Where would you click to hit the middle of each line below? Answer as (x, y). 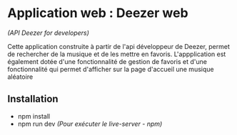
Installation (33, 99)
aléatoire (20, 77)
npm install (34, 116)
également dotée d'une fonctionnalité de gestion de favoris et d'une (107, 61)
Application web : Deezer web (98, 13)
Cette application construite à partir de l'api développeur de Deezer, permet (119, 46)
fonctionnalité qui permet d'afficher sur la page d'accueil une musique (111, 69)
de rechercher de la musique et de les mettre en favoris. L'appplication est (117, 54)
